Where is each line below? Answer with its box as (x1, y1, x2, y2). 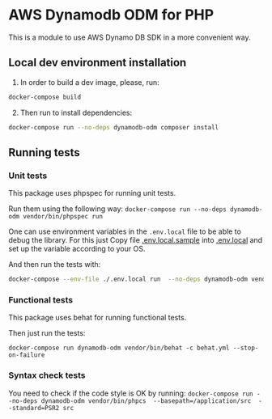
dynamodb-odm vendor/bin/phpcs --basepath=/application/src (40, 396, 252, 405)
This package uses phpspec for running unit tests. (8, 188, 176, 198)
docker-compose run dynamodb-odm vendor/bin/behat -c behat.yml (8, 344, 230, 353)
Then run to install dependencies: (19, 108, 133, 117)
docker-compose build (8, 93, 82, 101)
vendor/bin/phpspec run (23, 213, 104, 221)
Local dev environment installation (8, 56, 187, 70)
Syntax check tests (8, 370, 86, 381)
